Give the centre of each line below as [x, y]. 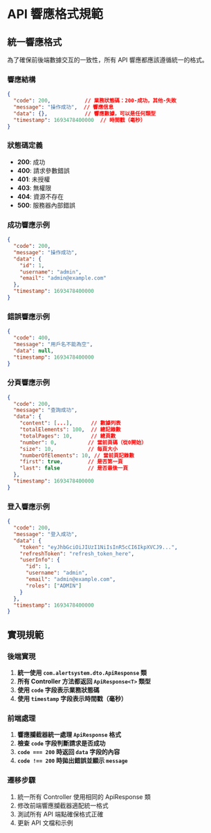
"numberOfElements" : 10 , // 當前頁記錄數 [77, 455]
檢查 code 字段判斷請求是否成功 [61, 743]
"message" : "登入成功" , [46, 534]
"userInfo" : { [40, 560]
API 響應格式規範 [55, 14]
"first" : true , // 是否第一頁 [71, 462]
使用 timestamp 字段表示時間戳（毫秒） [72, 698]
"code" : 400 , [32, 338]
